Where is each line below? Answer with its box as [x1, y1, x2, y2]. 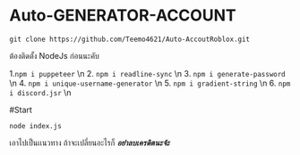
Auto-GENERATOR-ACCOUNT [9, 5, 236, 26]
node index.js [9, 121, 63, 130]
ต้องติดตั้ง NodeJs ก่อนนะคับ [9, 50, 100, 61]
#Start [9, 104, 33, 115]
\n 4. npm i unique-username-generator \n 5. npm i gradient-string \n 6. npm [9, 77, 291, 88]
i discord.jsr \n [9, 86, 72, 98]
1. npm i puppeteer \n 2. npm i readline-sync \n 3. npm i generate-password [9, 68, 287, 78]
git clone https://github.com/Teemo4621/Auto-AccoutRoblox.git [9, 35, 251, 44]
